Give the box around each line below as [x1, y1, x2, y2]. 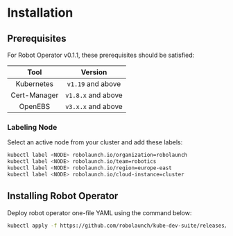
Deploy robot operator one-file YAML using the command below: [7, 208, 192, 217]
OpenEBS [19, 102, 51, 111]
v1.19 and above [67, 79, 121, 88]
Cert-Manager [10, 90, 59, 100]
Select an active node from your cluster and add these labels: [7, 138, 183, 146]
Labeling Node [7, 122, 58, 132]
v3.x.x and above [64, 102, 123, 111]
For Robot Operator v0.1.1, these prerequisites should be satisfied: [7, 51, 195, 59]
